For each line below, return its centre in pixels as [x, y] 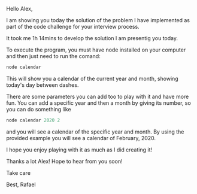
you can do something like [39, 109]
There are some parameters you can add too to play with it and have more [98, 96]
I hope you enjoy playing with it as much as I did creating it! [79, 150]
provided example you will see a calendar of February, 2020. [81, 138]
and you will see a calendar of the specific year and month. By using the [95, 132]
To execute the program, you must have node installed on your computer [96, 50]
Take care [19, 172]
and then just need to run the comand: [53, 56]
